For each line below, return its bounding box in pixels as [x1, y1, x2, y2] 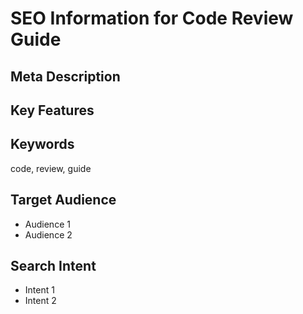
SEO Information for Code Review [10, 7, 294, 30]
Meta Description [10, 68, 121, 85]
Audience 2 [24, 228, 73, 241]
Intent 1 [24, 284, 55, 296]
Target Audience [10, 192, 117, 209]
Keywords [10, 136, 75, 153]
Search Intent [10, 257, 97, 274]
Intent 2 [24, 295, 57, 307]
